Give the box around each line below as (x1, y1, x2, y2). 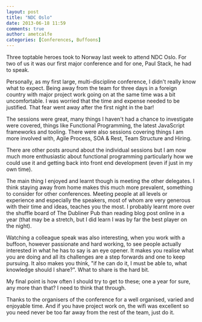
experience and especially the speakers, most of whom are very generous (6, 197, 191, 204)
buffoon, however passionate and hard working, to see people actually (6, 240, 181, 248)
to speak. (6, 66, 30, 73)
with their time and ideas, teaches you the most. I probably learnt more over (6, 203, 195, 210)
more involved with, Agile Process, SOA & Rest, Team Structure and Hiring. (6, 135, 192, 142)
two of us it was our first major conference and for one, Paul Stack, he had (6, 60, 192, 67)
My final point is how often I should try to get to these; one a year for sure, (6, 278, 191, 285)
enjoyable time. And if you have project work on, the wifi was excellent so (6, 303, 189, 309)
